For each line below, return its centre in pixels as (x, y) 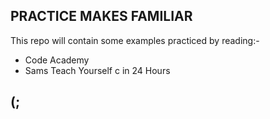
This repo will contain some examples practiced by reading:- (135, 40)
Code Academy (57, 60)
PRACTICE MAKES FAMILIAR (101, 16)
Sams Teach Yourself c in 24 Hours (97, 70)
